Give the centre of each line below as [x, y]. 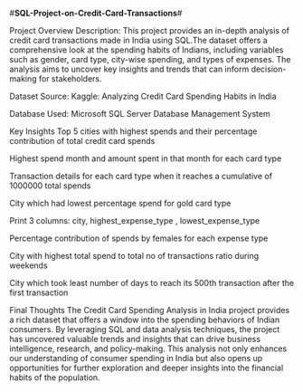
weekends [28, 265]
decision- [269, 69]
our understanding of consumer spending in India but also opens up [136, 358]
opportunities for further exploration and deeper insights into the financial [147, 368]
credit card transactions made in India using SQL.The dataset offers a [139, 40]
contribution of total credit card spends [82, 141]
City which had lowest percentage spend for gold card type [120, 203]
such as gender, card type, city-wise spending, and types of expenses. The [150, 59]
